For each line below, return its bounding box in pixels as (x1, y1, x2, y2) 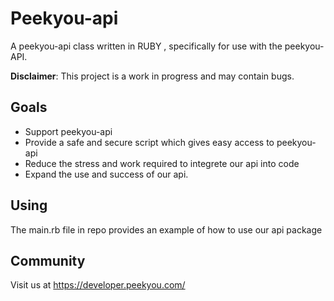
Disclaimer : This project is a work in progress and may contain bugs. (10, 70, 295, 82)
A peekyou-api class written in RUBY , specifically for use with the (10, 40, 283, 52)
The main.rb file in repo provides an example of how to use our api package (10, 223, 323, 236)
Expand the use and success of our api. (24, 168, 189, 180)
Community (10, 252, 86, 269)
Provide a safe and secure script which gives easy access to (24, 136, 275, 148)
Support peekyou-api (24, 125, 113, 137)
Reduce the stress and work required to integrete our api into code (24, 157, 300, 169)
